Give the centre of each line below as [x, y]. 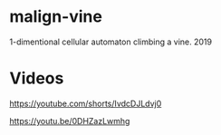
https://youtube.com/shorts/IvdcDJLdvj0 [86, 103]
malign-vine [56, 17]
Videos [37, 78]
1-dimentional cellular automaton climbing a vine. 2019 [111, 42]
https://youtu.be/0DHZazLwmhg [70, 121]
